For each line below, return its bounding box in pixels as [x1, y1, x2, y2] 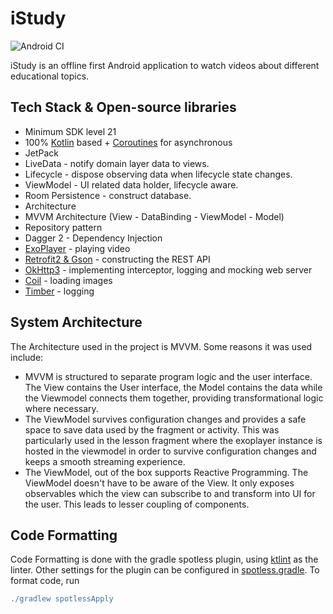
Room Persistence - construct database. [24, 189, 192, 201]
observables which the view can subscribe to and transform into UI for [24, 487, 316, 499]
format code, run [10, 575, 80, 587]
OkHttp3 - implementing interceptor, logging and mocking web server [24, 263, 313, 276]
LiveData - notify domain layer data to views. [24, 157, 210, 169]
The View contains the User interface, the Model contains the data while [24, 381, 323, 393]
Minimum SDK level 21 [24, 125, 117, 137]
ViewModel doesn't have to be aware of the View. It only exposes [24, 477, 295, 489]
